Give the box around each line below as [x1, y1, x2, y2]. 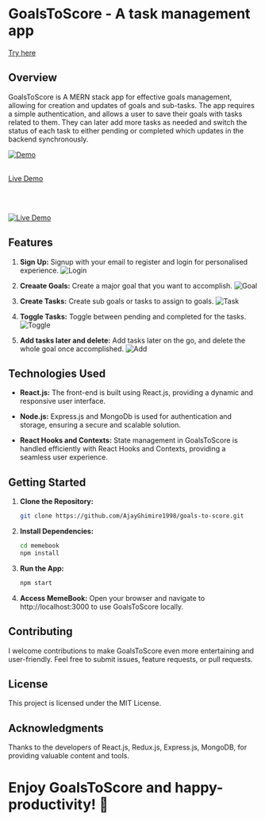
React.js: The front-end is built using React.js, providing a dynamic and [19, 388, 254, 397]
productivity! [8, 796, 97, 814]
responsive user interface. [19, 397, 106, 406]
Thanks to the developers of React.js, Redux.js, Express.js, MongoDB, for [8, 742, 248, 752]
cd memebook [19, 542, 60, 550]
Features [8, 236, 53, 250]
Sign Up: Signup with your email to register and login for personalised [19, 257, 248, 266]
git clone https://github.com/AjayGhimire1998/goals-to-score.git [19, 512, 244, 521]
